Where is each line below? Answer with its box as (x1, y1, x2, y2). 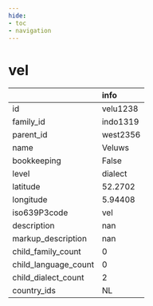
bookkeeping (12, 155, 61, 166)
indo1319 (101, 117, 139, 128)
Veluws (101, 142, 130, 153)
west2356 (101, 129, 141, 141)
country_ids (12, 285, 56, 296)
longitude (12, 194, 48, 205)
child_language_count (12, 259, 94, 270)
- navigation (8, 26, 52, 34)
